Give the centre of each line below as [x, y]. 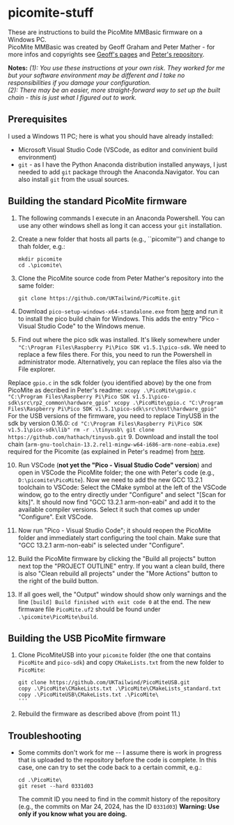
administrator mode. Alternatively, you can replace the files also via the [120, 362]
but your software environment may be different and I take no [96, 75]
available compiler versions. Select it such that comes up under [109, 509]
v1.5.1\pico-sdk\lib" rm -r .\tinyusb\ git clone [81, 430]
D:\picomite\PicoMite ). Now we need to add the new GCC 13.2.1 [110, 479]
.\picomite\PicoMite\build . [58, 616]
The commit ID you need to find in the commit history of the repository [119, 799]
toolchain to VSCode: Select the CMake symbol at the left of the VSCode [122, 487]
